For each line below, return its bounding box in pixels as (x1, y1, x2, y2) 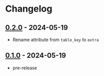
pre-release (12, 64, 37, 71)
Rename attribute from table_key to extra (12, 36, 99, 43)
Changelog (5, 3, 53, 15)
